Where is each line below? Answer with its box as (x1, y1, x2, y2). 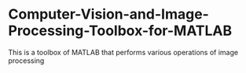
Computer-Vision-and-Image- (8, 5, 210, 23)
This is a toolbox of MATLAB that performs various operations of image (8, 47, 238, 57)
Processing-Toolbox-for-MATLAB (8, 22, 233, 40)
